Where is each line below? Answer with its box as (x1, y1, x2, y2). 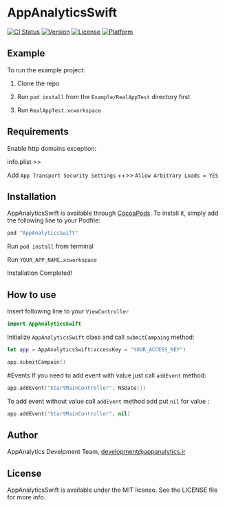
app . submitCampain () (7, 358, 67, 366)
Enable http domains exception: (7, 144, 97, 152)
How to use (7, 289, 56, 300)
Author (7, 429, 38, 441)
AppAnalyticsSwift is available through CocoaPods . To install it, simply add (7, 209, 219, 218)
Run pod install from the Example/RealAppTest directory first (17, 92, 191, 101)
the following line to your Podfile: (7, 216, 101, 225)
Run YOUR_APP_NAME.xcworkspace (7, 256, 98, 264)
